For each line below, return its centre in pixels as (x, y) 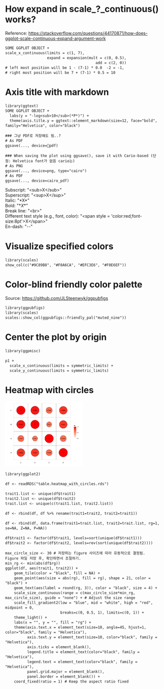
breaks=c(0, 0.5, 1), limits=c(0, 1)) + (102, 613)
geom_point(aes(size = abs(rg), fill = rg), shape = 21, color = (82, 578)
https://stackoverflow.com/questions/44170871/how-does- (88, 33)
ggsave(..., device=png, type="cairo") (46, 171)
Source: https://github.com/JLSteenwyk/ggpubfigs (57, 298)
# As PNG (14, 166)
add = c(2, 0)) (111, 63)
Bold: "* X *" (17, 205)
